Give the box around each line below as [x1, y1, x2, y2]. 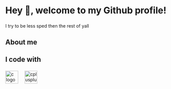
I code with [5, 55, 41, 63]
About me [5, 38, 37, 47]
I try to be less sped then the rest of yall [5, 23, 90, 29]
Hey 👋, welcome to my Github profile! [5, 5, 166, 16]
